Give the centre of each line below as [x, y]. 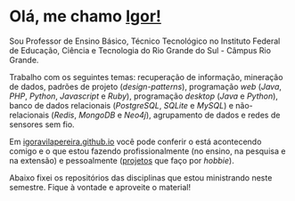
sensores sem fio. [42, 124]
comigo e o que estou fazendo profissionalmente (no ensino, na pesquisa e [147, 151]
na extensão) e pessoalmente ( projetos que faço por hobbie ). [122, 160]
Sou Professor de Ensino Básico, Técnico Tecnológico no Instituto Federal [145, 41]
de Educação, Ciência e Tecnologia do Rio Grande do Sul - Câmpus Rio [140, 50]
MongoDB [97, 115]
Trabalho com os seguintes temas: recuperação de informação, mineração [146, 76]
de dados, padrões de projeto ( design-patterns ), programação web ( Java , [146, 86]
